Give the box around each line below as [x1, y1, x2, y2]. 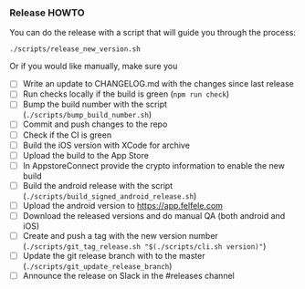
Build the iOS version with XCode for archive [22, 139, 190, 150]
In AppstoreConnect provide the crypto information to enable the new [22, 160, 285, 170]
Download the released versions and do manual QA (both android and [22, 210, 286, 221]
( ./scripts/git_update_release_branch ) [22, 261, 173, 272]
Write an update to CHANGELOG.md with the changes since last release [22, 78, 294, 89]
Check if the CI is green [22, 129, 112, 140]
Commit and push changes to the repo [22, 119, 168, 129]
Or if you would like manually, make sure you [9, 61, 178, 72]
